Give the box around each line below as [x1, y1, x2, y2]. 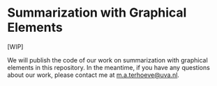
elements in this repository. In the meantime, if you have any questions [7, 63, 211, 71]
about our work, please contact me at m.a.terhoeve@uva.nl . [7, 71, 180, 79]
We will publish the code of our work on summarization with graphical [7, 55, 208, 64]
